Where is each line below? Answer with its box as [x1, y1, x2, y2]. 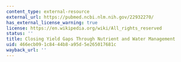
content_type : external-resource [6, 8, 90, 15]
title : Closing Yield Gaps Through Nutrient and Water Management [6, 36, 176, 42]
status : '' [6, 31, 34, 37]
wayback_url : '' [6, 47, 47, 53]
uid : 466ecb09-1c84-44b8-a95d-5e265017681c [6, 42, 117, 48]
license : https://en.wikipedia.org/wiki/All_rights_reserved [6, 25, 162, 31]
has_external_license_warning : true [6, 19, 98, 25]
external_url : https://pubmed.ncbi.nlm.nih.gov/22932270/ [6, 14, 154, 20]
